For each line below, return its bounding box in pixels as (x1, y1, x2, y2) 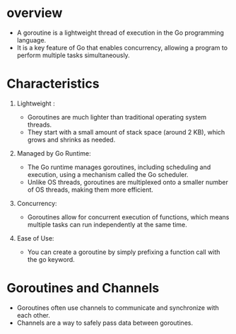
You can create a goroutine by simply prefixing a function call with (27, 248, 220, 256)
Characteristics (6, 76, 100, 92)
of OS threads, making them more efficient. (27, 185, 153, 194)
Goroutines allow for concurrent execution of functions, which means (27, 212, 230, 221)
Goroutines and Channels (6, 280, 160, 296)
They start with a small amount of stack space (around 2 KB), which (27, 127, 225, 136)
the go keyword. (27, 255, 75, 263)
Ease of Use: (16, 234, 54, 242)
